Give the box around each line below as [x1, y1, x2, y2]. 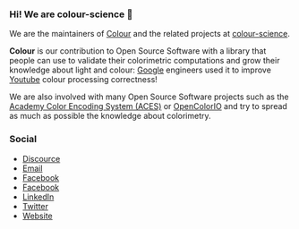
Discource [21, 153, 61, 164]
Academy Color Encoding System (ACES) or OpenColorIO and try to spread [9, 101, 288, 112]
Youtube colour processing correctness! [9, 74, 158, 85]
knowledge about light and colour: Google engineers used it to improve [9, 64, 271, 75]
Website [21, 210, 54, 221]
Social [9, 133, 38, 146]
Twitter [21, 200, 49, 211]
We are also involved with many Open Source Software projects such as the [9, 91, 289, 102]
